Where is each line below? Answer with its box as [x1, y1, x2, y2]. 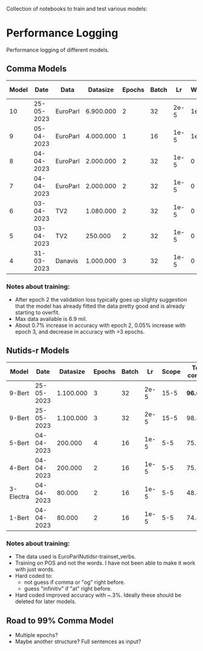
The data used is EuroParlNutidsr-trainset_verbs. [14, 553, 136, 560]
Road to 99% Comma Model [6, 615, 114, 626]
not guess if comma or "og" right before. [24, 578, 126, 586]
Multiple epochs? [14, 631, 59, 638]
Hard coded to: [14, 572, 53, 580]
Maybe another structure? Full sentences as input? [14, 638, 141, 645]
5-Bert [9, 438, 30, 447]
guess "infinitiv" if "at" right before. [24, 585, 112, 592]
